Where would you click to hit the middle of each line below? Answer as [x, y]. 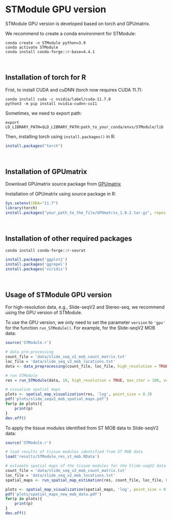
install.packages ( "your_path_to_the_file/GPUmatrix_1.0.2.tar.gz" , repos [86, 213]
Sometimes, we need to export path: [44, 113]
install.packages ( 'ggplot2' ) [36, 259]
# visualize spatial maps [33, 389]
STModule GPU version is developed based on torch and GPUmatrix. [78, 24]
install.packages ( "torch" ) [34, 146]
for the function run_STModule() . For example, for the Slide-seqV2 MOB [80, 328]
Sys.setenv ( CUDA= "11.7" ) [32, 203]
